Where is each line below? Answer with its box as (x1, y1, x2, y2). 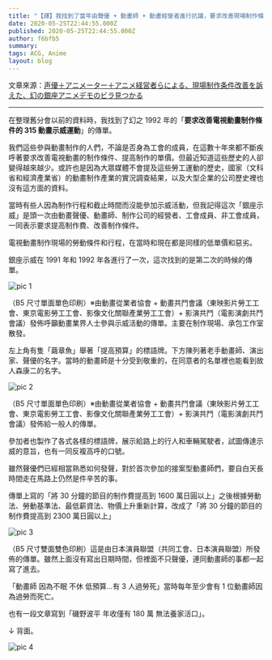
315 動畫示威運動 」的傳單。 (23, 125, 117, 134)
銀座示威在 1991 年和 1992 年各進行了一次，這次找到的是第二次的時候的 (8, 254, 246, 264)
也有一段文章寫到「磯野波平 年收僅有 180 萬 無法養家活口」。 (8, 608, 209, 618)
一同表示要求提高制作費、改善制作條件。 (8, 220, 143, 230)
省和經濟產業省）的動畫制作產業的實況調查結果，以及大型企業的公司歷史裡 (8, 172, 257, 182)
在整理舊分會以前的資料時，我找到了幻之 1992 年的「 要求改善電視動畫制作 (8, 115, 256, 125)
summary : (8, 42, 38, 50)
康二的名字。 (22, 365, 66, 375)
